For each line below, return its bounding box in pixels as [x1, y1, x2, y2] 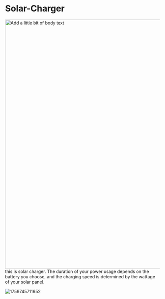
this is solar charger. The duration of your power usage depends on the [5, 269, 149, 274]
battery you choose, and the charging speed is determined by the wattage [5, 273, 156, 279]
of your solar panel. [5, 279, 45, 285]
